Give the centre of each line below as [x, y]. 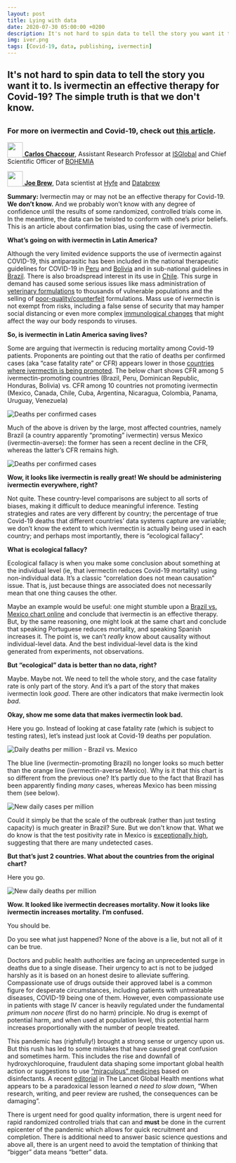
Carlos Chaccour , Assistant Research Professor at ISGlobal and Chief [125, 154]
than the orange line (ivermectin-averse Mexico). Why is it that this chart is [115, 771]
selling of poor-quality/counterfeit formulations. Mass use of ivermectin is [113, 299]
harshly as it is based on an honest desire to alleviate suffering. [99, 975]
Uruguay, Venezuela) [38, 401]
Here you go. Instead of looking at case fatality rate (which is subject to [111, 728]
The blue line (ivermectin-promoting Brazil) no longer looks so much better [116, 763]
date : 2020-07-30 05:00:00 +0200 [56, 27]
